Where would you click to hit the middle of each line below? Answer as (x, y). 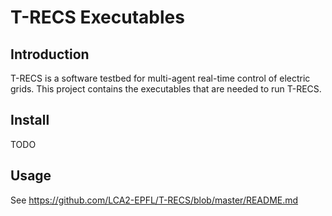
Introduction (50, 54)
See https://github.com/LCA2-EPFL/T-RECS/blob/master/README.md (154, 200)
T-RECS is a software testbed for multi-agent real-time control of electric (160, 78)
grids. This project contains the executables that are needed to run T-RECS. (166, 89)
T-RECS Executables (97, 17)
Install (30, 120)
